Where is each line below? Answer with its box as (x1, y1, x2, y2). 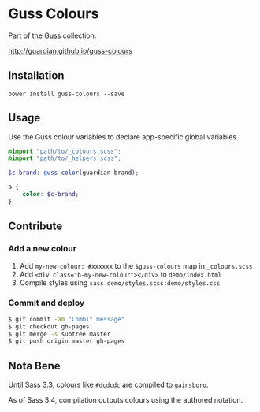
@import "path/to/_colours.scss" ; (8, 147, 122, 155)
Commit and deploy (8, 297, 85, 308)
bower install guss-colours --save (8, 90, 125, 98)
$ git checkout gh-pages (8, 322, 90, 331)
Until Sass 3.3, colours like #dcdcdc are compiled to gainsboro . (8, 380, 209, 390)
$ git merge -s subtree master (8, 330, 111, 338)
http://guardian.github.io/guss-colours (8, 46, 132, 55)
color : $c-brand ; (22, 191, 80, 199)
